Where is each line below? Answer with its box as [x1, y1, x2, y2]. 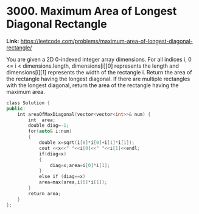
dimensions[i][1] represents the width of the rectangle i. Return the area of [6, 68, 192, 76]
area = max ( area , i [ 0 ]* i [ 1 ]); [38, 179, 108, 185]
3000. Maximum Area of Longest [6, 4, 177, 18]
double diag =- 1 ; [28, 123, 69, 129]
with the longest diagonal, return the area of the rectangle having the [6, 81, 179, 89]
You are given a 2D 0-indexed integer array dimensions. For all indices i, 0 [6, 55, 192, 63]
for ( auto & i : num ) [28, 128, 72, 135]
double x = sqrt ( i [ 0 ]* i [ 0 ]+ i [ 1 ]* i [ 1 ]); [38, 140, 135, 146]
